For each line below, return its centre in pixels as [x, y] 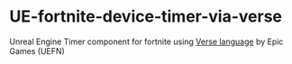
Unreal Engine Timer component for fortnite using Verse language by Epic [146, 41]
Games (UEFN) [37, 50]
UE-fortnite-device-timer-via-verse [146, 17]
